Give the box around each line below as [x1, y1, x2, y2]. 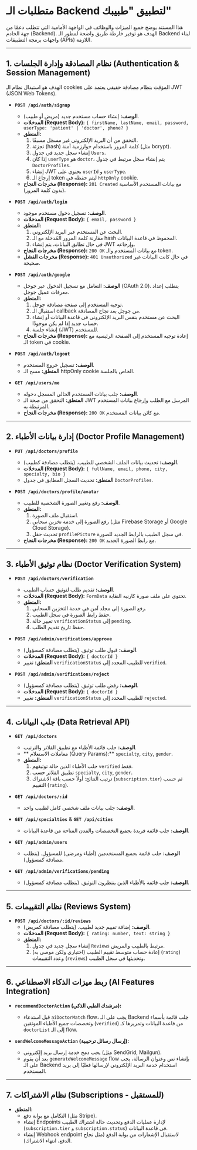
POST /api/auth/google [14, 272, 70, 278]
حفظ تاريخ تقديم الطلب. [32, 624, 85, 631]
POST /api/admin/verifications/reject [14, 672, 110, 677]
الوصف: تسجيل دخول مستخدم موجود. [23, 209, 107, 216]
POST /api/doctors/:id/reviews [14, 918, 91, 924]
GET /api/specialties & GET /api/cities [14, 816, 113, 823]
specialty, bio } [23, 471, 66, 477]
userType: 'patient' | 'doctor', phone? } [23, 125, 129, 131]
